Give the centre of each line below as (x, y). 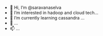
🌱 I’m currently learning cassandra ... (47, 18)
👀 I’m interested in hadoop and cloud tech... (54, 13)
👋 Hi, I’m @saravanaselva (35, 8)
